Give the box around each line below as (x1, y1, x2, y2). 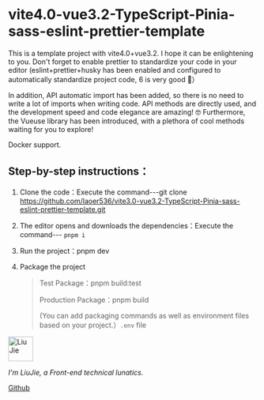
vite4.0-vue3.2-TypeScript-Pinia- (8, 6, 236, 24)
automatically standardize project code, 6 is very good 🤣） (8, 74, 199, 84)
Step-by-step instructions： (8, 164, 150, 179)
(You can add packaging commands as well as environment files (39, 311, 250, 320)
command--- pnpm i (19, 229, 85, 239)
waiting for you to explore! (8, 124, 93, 134)
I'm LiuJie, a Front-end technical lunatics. (8, 368, 144, 377)
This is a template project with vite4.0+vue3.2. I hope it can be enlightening (8, 48, 254, 58)
